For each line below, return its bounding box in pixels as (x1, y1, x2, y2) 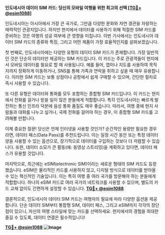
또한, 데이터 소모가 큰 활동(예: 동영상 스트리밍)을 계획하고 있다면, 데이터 (15, 144, 153, 150)
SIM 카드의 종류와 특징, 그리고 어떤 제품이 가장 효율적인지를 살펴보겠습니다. (14, 39, 159, 45)
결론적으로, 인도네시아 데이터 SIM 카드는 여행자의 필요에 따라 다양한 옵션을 (5, 196, 149, 201)
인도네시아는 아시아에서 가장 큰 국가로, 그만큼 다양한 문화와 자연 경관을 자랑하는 (5, 21, 158, 26)
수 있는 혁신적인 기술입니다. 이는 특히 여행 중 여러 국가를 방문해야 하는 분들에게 (5, 173, 156, 179)
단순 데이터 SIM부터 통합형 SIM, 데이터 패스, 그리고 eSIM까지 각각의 (19, 202, 150, 208)
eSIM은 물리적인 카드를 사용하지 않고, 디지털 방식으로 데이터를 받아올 (23, 167, 156, 173)
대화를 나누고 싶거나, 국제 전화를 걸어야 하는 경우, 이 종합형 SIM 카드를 (18, 109, 153, 115)
